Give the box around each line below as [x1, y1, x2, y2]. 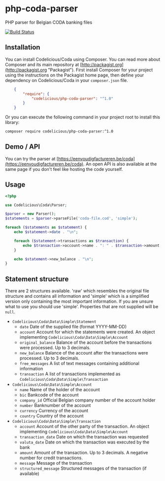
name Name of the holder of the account [19, 387, 100, 393]
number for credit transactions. [19, 455, 83, 461]
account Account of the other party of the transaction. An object [19, 423, 149, 430]
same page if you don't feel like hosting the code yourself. [5, 166, 123, 172]
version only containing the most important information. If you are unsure [5, 298, 154, 304]
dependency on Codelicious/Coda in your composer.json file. [5, 77, 128, 83]
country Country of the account [19, 413, 84, 419]
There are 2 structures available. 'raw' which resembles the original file [5, 288, 149, 294]
